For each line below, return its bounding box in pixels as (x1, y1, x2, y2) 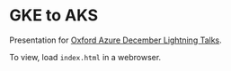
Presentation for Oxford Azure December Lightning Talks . (9, 35, 222, 45)
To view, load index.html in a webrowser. (9, 51, 162, 62)
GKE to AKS (9, 5, 99, 26)
